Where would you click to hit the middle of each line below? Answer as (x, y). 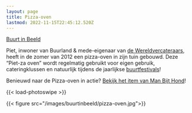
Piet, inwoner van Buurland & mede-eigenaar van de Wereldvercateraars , (95, 51)
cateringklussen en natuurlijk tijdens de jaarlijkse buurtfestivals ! (84, 69)
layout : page (22, 11)
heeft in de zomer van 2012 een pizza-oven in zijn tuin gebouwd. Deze (92, 57)
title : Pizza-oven (29, 17)
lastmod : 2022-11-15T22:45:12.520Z (50, 22)
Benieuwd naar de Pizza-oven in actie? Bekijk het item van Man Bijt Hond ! (96, 81)
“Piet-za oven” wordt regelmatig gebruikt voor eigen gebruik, (81, 63)
